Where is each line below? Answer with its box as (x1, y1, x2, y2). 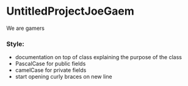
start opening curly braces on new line (15, 73, 112, 81)
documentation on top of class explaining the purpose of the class (15, 54, 182, 61)
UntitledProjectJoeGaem (6, 4, 134, 18)
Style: (6, 40, 24, 48)
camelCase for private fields (15, 66, 87, 74)
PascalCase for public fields (15, 60, 86, 68)
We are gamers (6, 24, 45, 32)
